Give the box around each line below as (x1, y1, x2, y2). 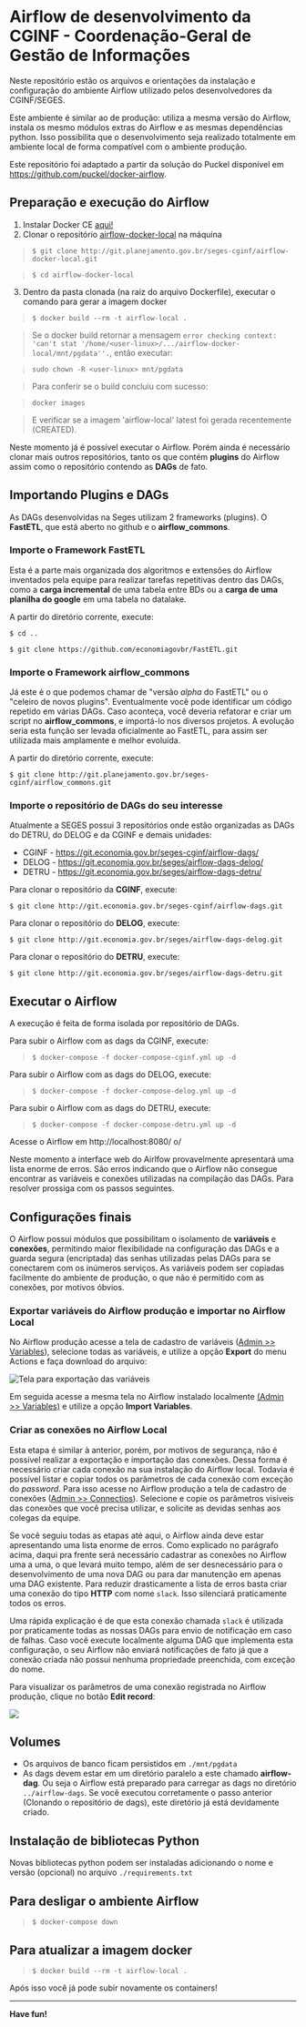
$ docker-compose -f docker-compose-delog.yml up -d (31, 1086, 237, 1096)
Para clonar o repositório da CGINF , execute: (9, 884, 178, 895)
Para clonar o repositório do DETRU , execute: (9, 952, 180, 963)
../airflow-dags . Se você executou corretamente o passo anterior (22, 1788, 273, 1798)
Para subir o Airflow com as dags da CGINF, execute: (9, 1035, 209, 1046)
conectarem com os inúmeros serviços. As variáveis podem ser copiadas (9, 1263, 285, 1274)
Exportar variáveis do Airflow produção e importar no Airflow (9, 1305, 286, 1317)
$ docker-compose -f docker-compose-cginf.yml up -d (31, 1054, 237, 1063)
